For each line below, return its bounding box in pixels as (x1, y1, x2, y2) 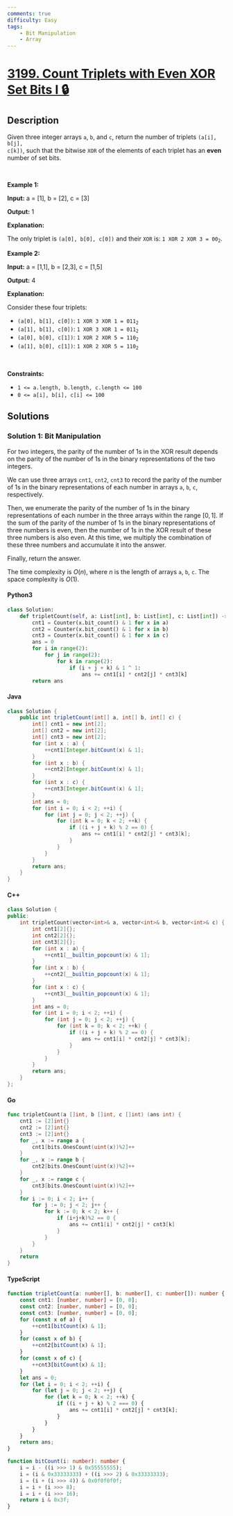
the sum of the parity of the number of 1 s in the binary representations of (7, 519, 216, 527)
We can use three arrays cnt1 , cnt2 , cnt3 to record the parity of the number (7, 475, 222, 484)
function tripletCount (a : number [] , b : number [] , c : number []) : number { (7, 1290, 225, 1297)
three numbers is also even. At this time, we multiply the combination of (7, 533, 212, 541)
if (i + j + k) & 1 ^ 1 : (69, 665, 141, 671)
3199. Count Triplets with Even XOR (7, 66, 216, 82)
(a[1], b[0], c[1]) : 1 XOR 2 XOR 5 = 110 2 (17, 341, 139, 351)
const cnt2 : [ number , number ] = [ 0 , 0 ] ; (19, 1303, 138, 1310)
